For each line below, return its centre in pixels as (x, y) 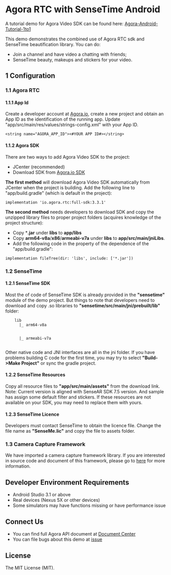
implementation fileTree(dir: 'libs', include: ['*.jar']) (69, 258)
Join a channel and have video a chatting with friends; (69, 54)
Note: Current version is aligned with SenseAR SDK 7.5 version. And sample (85, 391)
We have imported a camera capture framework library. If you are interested (85, 455)
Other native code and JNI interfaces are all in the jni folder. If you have (80, 352)
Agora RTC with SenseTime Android (83, 9)
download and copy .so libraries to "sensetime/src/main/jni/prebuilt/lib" (83, 305)
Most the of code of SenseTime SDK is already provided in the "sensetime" (85, 295)
